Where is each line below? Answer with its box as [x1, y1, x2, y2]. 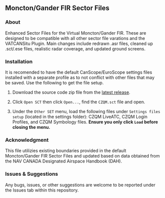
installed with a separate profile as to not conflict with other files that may [5, 74, 155, 80]
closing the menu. [12, 124, 50, 130]
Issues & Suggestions [5, 170, 58, 177]
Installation [5, 58, 33, 65]
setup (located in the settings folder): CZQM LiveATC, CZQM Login [12, 114, 148, 119]
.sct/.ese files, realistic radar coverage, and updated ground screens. [5, 45, 146, 51]
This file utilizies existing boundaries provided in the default [5, 148, 126, 154]
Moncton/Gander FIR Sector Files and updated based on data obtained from [5, 153, 160, 159]
